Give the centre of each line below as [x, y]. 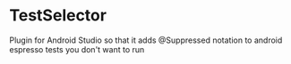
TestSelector [58, 16]
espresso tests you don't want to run [77, 49]
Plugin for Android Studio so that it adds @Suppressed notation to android [146, 40]
